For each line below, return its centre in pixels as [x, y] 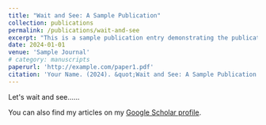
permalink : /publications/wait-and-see [74, 30]
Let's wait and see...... [44, 97]
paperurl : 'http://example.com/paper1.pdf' [81, 67]
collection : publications [51, 23]
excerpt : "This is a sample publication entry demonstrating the [118, 38]
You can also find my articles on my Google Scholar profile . [105, 112]
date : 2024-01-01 [37, 45]
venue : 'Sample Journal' [49, 52]
